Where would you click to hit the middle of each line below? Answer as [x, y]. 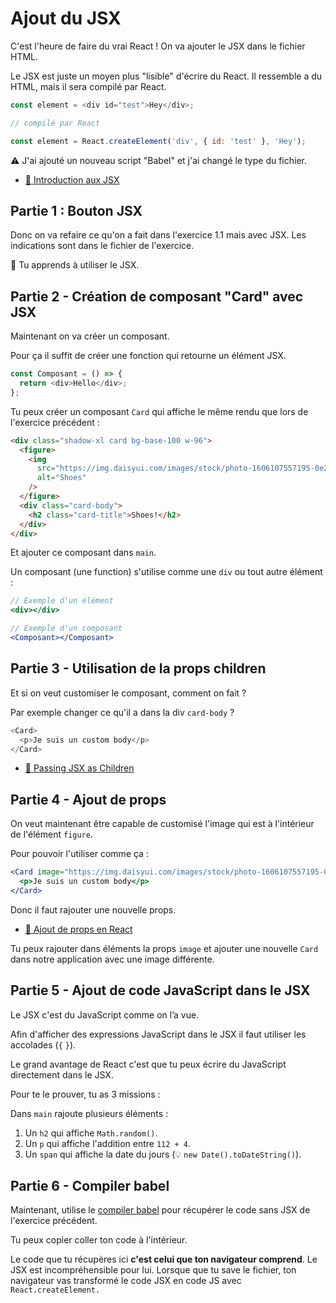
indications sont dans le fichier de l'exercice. [102, 246]
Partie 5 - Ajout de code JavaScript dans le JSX [160, 990]
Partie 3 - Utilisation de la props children [138, 668]
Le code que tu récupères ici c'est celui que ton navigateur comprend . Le [164, 1259]
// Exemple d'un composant [66, 628]
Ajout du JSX [66, 18]
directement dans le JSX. [62, 1074]
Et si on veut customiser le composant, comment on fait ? [128, 693]
